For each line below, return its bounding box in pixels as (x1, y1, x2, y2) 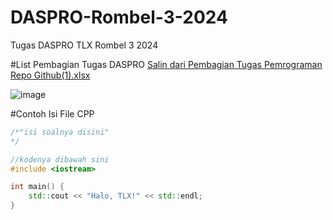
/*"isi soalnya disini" (10, 127, 110, 137)
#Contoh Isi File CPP (10, 107, 95, 120)
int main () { (10, 182, 65, 192)
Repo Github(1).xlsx (10, 69, 91, 81)
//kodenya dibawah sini (10, 154, 110, 165)
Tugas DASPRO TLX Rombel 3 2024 (10, 39, 159, 51)
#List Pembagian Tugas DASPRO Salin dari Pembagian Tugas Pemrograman (10, 58, 323, 70)
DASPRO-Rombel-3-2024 (10, 6, 228, 29)
